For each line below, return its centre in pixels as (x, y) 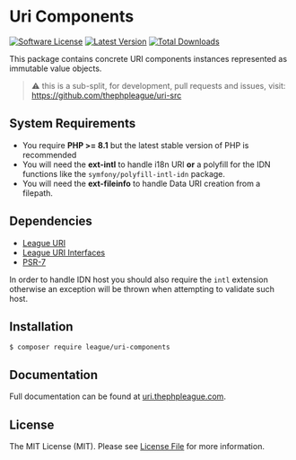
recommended (49, 155)
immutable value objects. (56, 68)
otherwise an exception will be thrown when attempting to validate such (142, 288)
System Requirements (73, 124)
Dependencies (51, 221)
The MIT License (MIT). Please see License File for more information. (137, 446)
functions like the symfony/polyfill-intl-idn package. (124, 173)
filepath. (38, 193)
